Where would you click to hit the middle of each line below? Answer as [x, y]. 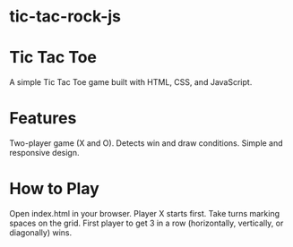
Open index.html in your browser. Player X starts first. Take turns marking [145, 213]
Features [43, 119]
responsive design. [44, 153]
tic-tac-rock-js [65, 17]
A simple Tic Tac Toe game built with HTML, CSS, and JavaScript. [131, 82]
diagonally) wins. [41, 233]
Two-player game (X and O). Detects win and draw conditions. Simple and [146, 143]
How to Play [55, 189]
